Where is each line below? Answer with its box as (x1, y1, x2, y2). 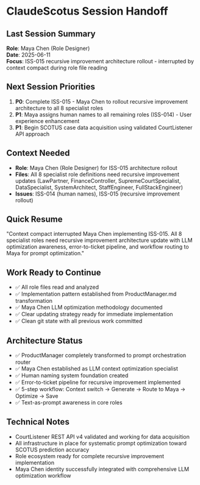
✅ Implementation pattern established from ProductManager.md (15, 291, 177, 298)
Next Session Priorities (6, 82, 96, 92)
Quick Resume (6, 214, 63, 225)
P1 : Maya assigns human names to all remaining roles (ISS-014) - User (15, 111, 192, 118)
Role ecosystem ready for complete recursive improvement (15, 452, 165, 459)
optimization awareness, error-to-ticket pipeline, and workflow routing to (6, 243, 189, 250)
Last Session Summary (6, 29, 96, 39)
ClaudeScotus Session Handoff (6, 4, 169, 18)
